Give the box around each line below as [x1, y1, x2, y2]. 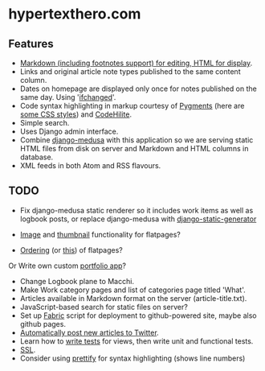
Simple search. [19, 118, 70, 127]
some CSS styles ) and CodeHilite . [19, 109, 132, 119]
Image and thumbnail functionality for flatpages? [19, 229, 181, 239]
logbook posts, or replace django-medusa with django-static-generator [19, 214, 257, 224]
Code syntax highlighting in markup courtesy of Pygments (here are [19, 101, 245, 110]
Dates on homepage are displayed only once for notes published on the [19, 84, 257, 93]
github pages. [19, 319, 67, 328]
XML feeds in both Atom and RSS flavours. [19, 161, 161, 170]
